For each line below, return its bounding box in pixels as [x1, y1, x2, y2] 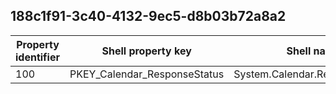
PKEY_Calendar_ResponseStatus [69, 67, 225, 81]
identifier [15, 50, 60, 64]
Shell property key [101, 44, 192, 58]
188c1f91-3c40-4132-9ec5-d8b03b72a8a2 [10, 8, 287, 25]
